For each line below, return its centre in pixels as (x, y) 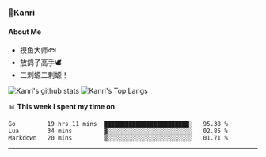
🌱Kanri (22, 13)
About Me (25, 32)
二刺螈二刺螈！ (44, 75)
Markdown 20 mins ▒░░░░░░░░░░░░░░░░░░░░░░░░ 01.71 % (118, 138)
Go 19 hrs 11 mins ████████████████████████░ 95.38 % (118, 124)
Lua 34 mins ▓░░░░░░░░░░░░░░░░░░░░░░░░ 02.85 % (118, 131)
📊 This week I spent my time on (62, 107)
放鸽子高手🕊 (40, 63)
